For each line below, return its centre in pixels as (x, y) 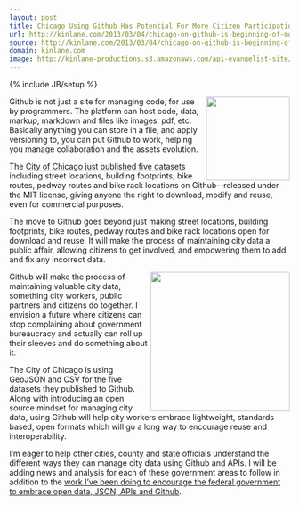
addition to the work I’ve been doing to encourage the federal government (145, 482)
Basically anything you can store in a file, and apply (103, 130)
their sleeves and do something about (79, 343)
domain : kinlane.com (48, 51)
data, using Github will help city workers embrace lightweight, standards (141, 417)
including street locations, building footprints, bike (101, 176)
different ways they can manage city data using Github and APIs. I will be (143, 463)
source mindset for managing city (71, 408)
